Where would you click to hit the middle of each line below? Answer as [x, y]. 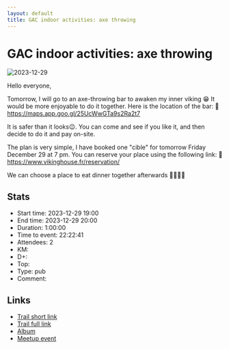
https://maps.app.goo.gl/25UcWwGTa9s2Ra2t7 [74, 114]
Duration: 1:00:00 [41, 228]
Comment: [31, 279]
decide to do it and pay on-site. [51, 134]
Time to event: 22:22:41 [50, 235]
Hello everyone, [29, 86]
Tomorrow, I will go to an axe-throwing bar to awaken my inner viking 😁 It [111, 99]
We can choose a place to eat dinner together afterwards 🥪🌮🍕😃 [96, 175]
